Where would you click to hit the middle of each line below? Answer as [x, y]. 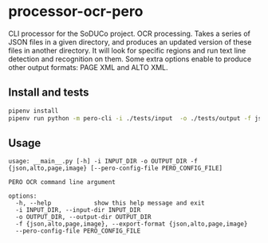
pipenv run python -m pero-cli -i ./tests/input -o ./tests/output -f [130, 118]
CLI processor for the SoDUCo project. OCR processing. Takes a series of [130, 33]
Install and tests [49, 93]
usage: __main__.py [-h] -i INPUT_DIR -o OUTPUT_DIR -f [103, 162]
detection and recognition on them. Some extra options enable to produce [130, 59]
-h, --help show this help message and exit [110, 203]
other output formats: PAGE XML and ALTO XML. [89, 67]
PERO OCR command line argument [62, 182]
